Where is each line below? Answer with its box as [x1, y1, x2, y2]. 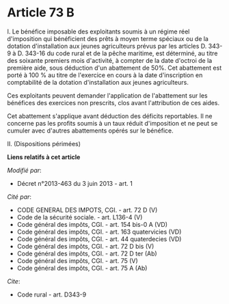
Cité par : [7, 193, 32, 201]
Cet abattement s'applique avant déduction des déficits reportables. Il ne [7, 111, 213, 120]
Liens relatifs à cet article [7, 152, 81, 161]
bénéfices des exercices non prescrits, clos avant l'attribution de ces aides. [7, 98, 220, 107]
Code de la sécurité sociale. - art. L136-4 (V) [16, 213, 143, 221]
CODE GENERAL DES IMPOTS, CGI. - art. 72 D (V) [16, 206, 158, 214]
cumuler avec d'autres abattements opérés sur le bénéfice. [7, 126, 174, 135]
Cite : [7, 277, 21, 285]
